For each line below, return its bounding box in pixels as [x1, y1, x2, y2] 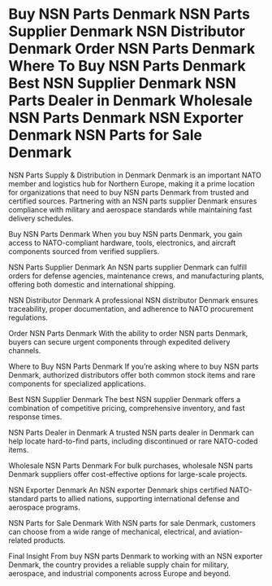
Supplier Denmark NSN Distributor [8, 22, 245, 41]
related [8, 535, 32, 545]
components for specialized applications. [8, 378, 146, 388]
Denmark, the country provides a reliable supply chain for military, [8, 559, 230, 570]
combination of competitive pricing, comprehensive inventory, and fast [8, 403, 245, 413]
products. [33, 535, 67, 545]
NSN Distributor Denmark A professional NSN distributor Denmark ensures [8, 295, 258, 305]
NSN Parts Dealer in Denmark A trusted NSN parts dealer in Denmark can [8, 427, 254, 437]
